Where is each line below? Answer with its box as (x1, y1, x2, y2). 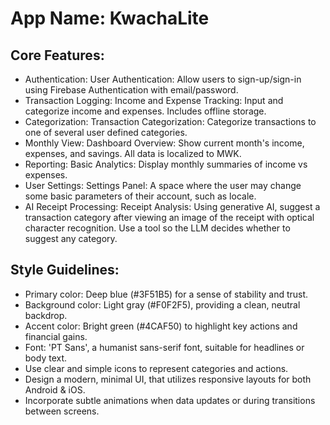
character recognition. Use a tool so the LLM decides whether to (24, 222, 291, 234)
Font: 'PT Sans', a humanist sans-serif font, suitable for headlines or (24, 341, 305, 353)
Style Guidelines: (10, 262, 120, 279)
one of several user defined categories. (24, 127, 188, 138)
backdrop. (24, 309, 68, 321)
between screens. (24, 405, 100, 417)
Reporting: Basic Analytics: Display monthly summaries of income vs (24, 158, 308, 170)
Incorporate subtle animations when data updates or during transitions (24, 394, 316, 406)
